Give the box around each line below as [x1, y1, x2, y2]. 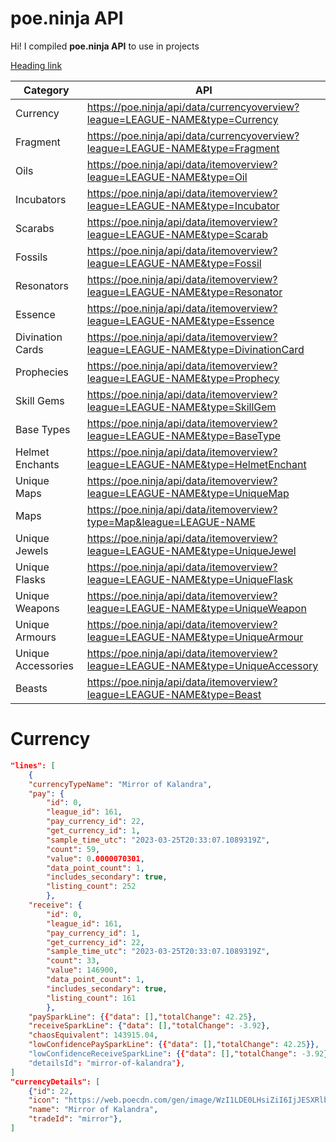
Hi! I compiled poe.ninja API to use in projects [10, 40, 200, 52]
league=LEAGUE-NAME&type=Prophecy [86, 371, 280, 385]
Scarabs [15, 221, 55, 235]
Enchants [15, 457, 60, 471]
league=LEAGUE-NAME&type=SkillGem [86, 400, 277, 414]
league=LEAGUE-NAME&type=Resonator [86, 285, 283, 299]
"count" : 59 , [46, 844, 101, 854]
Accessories [15, 658, 74, 672]
